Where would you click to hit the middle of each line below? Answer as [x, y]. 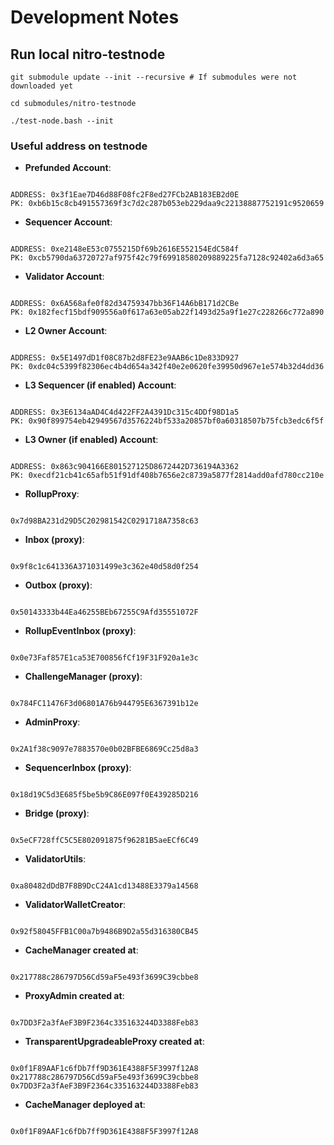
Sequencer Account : [68, 222]
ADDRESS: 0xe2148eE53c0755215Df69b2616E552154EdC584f [125, 249]
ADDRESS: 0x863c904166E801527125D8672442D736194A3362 [125, 467]
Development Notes [95, 17]
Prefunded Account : [68, 168]
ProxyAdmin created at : [74, 996]
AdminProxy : [52, 722]
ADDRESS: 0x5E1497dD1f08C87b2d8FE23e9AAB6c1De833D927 [125, 358]
